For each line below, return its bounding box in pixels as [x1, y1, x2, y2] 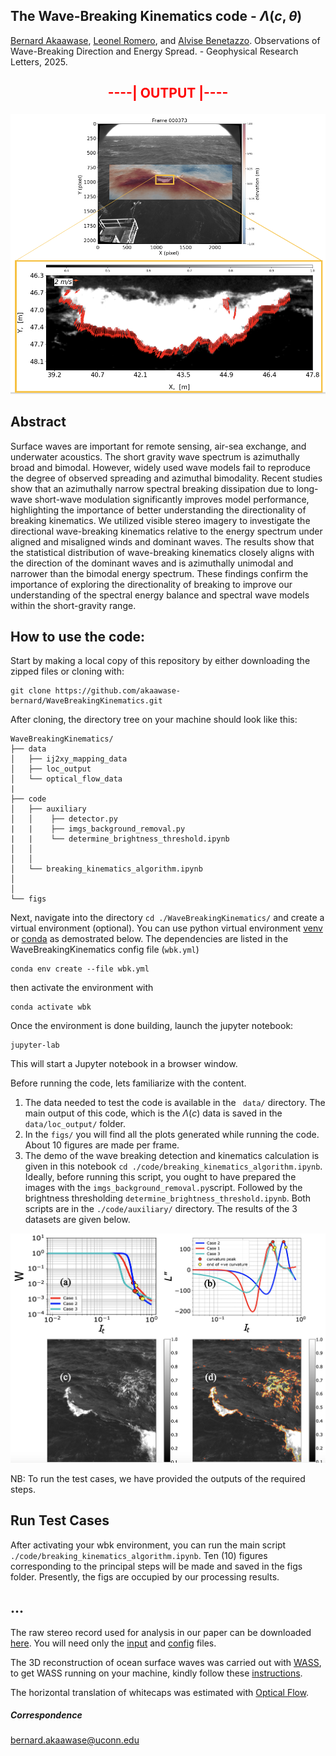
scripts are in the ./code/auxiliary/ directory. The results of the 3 [24, 1203, 298, 1215]
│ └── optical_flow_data [10, 774, 123, 784]
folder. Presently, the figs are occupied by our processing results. [10, 1570, 280, 1583]
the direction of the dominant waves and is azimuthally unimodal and [10, 557, 294, 569]
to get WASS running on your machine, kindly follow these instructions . [10, 1667, 303, 1679]
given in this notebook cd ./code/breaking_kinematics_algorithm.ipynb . [24, 1160, 323, 1173]
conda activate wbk [10, 1002, 92, 1013]
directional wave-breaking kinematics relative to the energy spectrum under [10, 525, 323, 537]
